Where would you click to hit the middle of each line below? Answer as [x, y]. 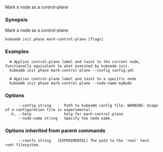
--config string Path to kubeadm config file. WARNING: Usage [88, 105]
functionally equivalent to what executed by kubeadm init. [68, 66]
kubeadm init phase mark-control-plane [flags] [54, 39]
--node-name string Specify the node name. [65, 118]
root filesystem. [23, 145]
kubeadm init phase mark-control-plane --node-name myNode [71, 83]
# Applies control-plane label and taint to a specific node [73, 79]
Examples [17, 52]
